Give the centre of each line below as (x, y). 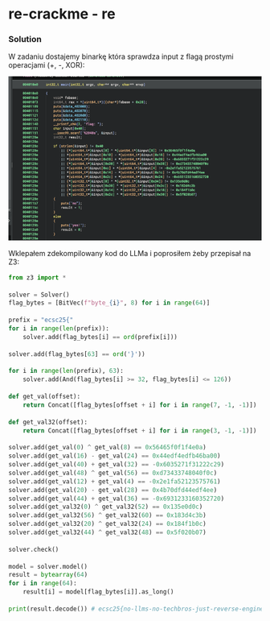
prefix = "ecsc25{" (41, 320)
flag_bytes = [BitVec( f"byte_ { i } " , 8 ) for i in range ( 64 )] (109, 303)
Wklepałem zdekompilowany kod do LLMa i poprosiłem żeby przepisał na (130, 253)
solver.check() (34, 549)
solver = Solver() (39, 295)
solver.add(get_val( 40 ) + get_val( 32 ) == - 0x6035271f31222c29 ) (117, 465)
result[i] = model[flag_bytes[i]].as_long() (98, 592)
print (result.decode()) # (51, 609)
